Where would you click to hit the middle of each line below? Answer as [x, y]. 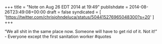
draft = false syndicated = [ [74, 12]
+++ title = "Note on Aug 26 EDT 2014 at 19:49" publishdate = [66, 7]
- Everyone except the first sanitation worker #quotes [58, 36]
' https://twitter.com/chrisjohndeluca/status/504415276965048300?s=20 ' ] [79, 17]
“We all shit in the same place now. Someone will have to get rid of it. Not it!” [81, 31]
